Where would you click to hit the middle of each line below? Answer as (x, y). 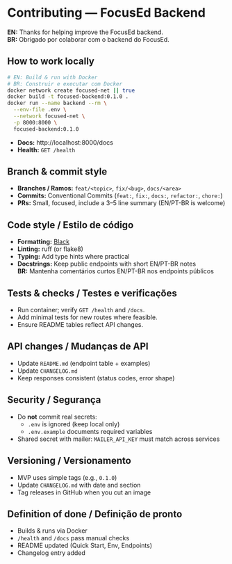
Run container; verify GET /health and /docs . (81, 310)
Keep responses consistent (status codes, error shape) (96, 378)
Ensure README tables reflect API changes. (80, 325)
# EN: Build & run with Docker (52, 77)
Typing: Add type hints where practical (73, 257)
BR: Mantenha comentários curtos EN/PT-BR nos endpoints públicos (115, 271)
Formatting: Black (43, 242)
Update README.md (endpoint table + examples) (84, 363)
